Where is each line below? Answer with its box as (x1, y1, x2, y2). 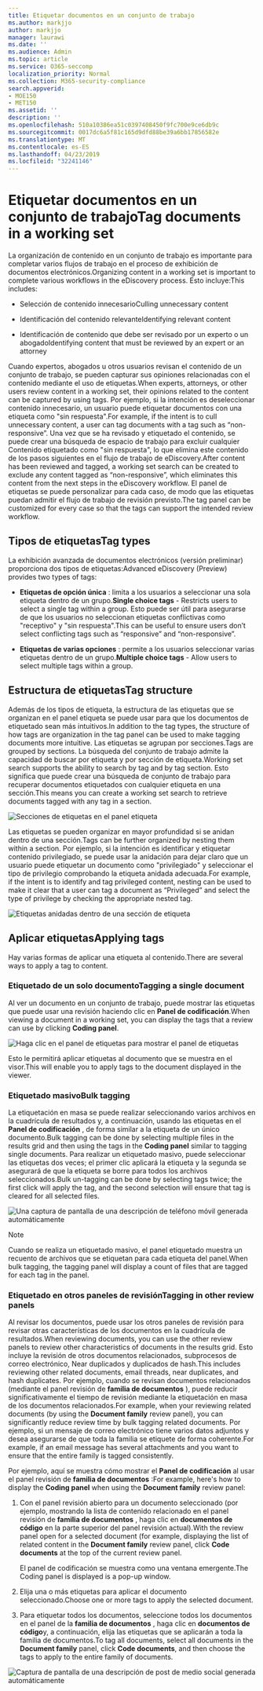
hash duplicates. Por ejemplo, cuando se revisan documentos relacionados (8, 1376, 251, 1385)
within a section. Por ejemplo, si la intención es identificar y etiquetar (8, 844, 231, 853)
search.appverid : (8, 84, 65, 93)
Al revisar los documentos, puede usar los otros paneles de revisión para (8, 1317, 244, 1327)
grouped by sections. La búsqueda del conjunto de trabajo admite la (8, 746, 229, 756)
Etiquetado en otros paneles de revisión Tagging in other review (8, 1290, 254, 1301)
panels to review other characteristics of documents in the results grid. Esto (8, 1342, 254, 1352)
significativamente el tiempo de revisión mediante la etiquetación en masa (8, 1393, 248, 1402)
